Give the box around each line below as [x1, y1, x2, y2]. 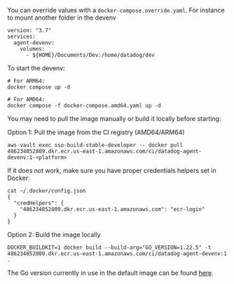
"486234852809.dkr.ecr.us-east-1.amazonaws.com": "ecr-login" [20, 206, 205, 213]
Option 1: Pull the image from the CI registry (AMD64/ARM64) [7, 128, 185, 136]
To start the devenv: [7, 64, 65, 72]
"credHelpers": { [13, 200, 64, 207]
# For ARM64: [7, 77, 46, 84]
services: [7, 33, 36, 40]
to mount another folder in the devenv [7, 13, 117, 22]
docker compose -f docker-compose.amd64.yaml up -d [7, 102, 161, 109]
